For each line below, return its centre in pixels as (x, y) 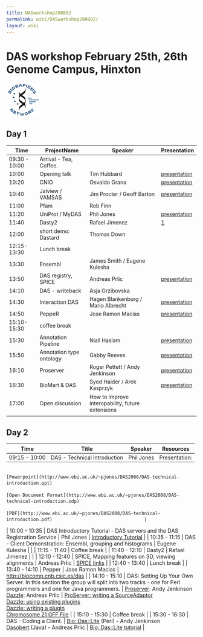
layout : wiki (23, 25)
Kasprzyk (101, 388)
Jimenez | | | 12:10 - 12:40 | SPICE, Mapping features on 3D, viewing (91, 557)
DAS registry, (56, 275)
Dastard (49, 237)
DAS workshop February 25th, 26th (97, 56)
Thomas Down (108, 234)
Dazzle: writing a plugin (36, 608)
